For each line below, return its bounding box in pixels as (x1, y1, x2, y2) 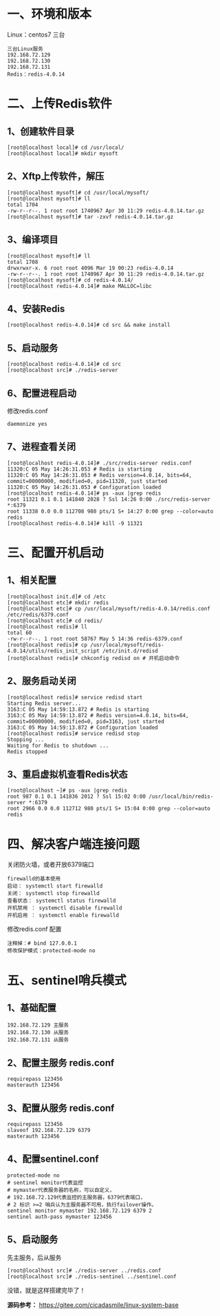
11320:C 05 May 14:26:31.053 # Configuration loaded (7, 484, 162, 491)
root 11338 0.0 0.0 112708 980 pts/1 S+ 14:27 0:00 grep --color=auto (7, 508, 214, 515)
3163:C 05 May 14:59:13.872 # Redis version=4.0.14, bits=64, (7, 712, 189, 719)
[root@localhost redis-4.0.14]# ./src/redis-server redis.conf (7, 460, 192, 466)
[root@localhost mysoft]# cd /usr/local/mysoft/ (7, 189, 149, 196)
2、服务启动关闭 (7, 675, 77, 687)
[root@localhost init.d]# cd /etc (7, 593, 107, 600)
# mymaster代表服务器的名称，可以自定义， (7, 1186, 115, 1193)
